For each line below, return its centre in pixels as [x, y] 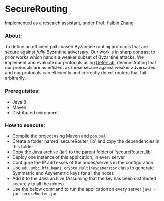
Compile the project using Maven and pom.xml [59, 136]
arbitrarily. [16, 78]
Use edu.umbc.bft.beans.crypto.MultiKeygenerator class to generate [83, 168]
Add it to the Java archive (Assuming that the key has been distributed [84, 178]
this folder [23, 146]
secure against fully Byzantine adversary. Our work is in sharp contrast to [80, 52]
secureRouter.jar [39, 194]
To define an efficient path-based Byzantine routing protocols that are [77, 47]
